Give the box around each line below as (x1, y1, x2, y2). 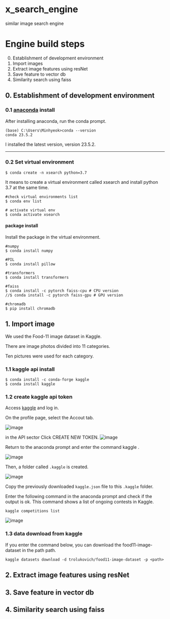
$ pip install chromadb (5, 306, 56, 311)
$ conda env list (5, 199, 42, 204)
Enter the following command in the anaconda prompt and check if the (5, 494, 152, 500)
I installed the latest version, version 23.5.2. (5, 141, 96, 147)
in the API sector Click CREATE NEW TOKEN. (5, 434, 99, 440)
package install (5, 222, 38, 229)
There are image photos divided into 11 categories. (5, 343, 110, 349)
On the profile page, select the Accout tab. (5, 415, 94, 421)
